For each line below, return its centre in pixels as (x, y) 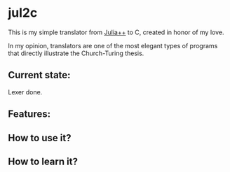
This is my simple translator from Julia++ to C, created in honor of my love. (116, 32)
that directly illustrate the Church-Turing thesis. (76, 53)
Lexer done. (25, 92)
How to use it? (40, 138)
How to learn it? (43, 161)
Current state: (39, 75)
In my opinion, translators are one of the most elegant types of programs (113, 45)
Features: (29, 114)
